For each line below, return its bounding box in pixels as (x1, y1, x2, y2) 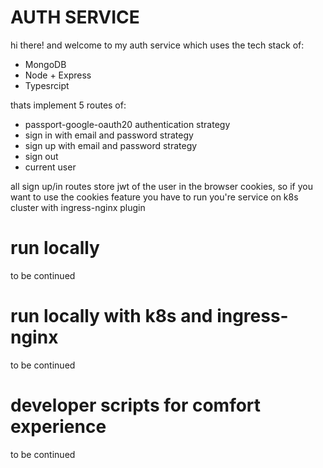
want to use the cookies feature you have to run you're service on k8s (10, 191, 299, 203)
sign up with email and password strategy (24, 139, 198, 151)
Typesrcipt (24, 79, 70, 91)
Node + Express (24, 69, 92, 81)
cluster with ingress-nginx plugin (10, 201, 146, 213)
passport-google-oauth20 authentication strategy (24, 118, 231, 130)
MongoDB (24, 58, 67, 70)
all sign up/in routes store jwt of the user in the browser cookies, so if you (10, 180, 313, 192)
